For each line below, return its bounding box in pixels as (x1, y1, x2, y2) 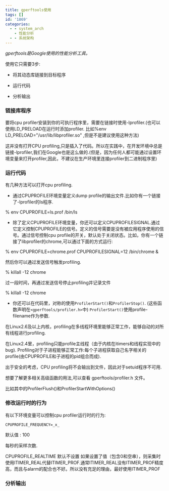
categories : (5, 21, 30, 27)
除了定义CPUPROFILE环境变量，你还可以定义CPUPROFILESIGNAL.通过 (12, 220, 160, 226)
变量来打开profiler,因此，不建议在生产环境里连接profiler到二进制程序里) (9, 155, 157, 162)
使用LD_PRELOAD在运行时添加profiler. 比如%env (5, 126, 107, 132)
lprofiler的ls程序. (19, 199, 53, 205)
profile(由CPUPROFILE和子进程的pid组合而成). (5, 353, 101, 359)
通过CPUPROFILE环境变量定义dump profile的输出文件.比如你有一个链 (12, 193, 156, 199)
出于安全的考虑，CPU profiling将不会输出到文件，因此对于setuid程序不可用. (5, 364, 162, 370)
